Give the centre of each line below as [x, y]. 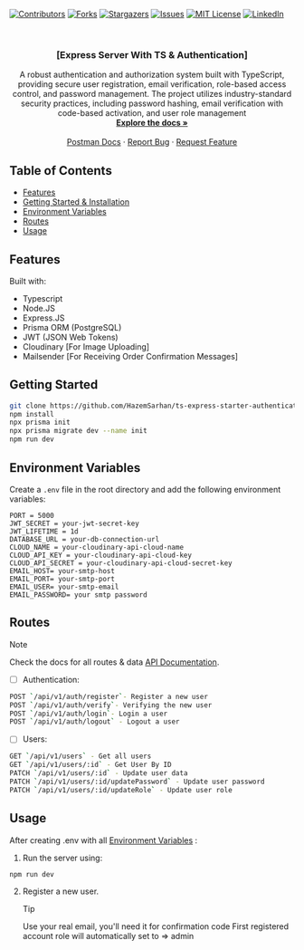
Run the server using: [62, 858]
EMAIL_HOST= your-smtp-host [62, 571]
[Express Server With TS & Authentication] [152, 54]
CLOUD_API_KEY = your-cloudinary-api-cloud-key [101, 555]
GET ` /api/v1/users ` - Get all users [81, 756]
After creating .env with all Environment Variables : [104, 840]
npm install [32, 414]
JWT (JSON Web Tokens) [71, 337]
